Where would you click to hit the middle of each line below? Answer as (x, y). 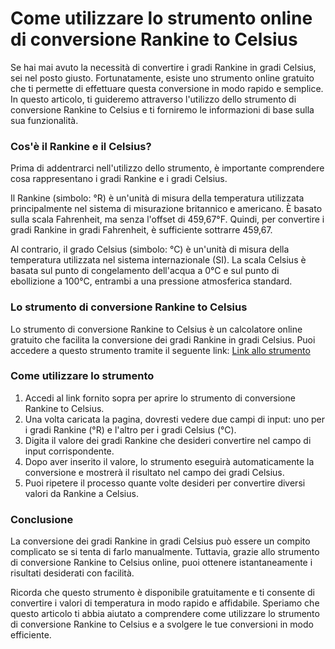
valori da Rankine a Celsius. (81, 493)
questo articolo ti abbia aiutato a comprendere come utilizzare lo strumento (165, 614)
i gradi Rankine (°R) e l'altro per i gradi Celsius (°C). (130, 429)
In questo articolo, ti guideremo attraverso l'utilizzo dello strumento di (153, 99)
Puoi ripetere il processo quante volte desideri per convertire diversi (165, 483)
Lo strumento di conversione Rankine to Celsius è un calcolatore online (156, 329)
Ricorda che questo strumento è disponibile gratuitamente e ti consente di (162, 593)
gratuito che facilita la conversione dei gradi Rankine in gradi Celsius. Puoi (163, 339)
